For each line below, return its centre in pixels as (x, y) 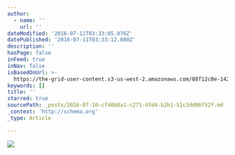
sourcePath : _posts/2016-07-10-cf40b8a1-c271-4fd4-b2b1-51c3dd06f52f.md (115, 105)
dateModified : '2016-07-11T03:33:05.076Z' (70, 33)
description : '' (31, 46)
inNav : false (26, 66)
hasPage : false (29, 53)
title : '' (22, 92)
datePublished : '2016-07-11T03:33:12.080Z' (72, 40)
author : (19, 14)
